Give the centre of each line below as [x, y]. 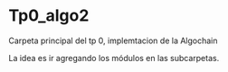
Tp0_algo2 [49, 16]
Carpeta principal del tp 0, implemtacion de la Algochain [113, 40]
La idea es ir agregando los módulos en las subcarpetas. [114, 58]
